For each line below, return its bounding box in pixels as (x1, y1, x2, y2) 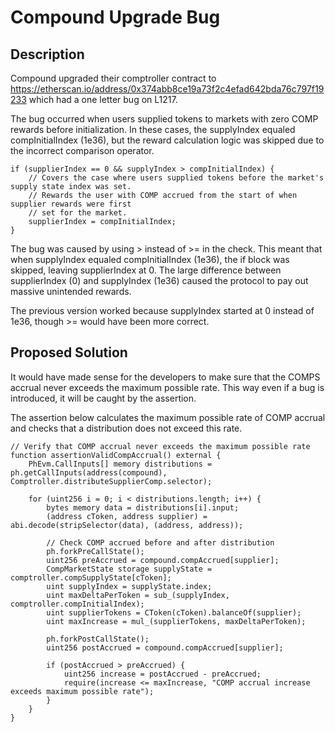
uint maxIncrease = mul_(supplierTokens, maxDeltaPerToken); (46, 616, 307, 626)
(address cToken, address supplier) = (46, 511, 208, 521)
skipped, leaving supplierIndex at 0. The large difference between (10, 264, 282, 276)
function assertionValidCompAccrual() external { (10, 450, 222, 460)
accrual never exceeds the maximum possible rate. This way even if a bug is (10, 381, 325, 393)
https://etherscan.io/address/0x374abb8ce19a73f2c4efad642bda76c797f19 (10, 83, 325, 95)
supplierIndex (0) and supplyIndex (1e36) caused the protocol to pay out (10, 275, 309, 286)
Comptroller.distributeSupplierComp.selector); (10, 476, 213, 486)
